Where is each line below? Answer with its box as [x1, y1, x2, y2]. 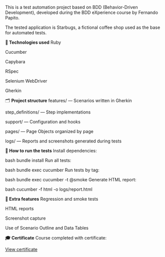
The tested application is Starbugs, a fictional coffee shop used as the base [5, 24, 161, 30]
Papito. [5, 15, 20, 20]
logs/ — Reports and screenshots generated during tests [5, 138, 122, 144]
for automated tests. [5, 30, 47, 35]
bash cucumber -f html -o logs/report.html [5, 186, 93, 192]
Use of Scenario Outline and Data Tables [5, 225, 89, 231]
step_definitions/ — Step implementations [5, 109, 91, 115]
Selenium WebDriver [5, 78, 47, 84]
